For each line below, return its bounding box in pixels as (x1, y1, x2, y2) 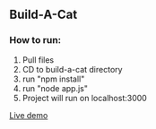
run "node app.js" (22, 82, 88, 93)
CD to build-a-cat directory (22, 64, 123, 74)
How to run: (9, 34, 62, 47)
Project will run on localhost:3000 (22, 92, 148, 103)
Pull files (22, 54, 55, 65)
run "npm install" (22, 73, 85, 84)
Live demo (9, 109, 48, 120)
